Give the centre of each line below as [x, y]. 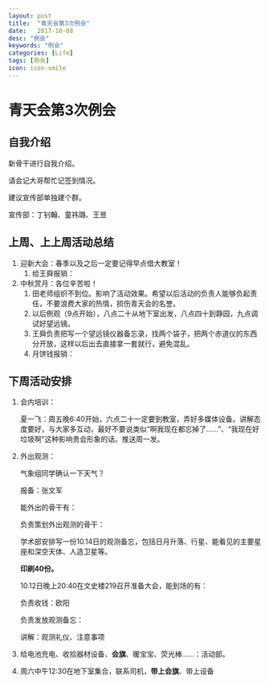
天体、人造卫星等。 [80, 552]
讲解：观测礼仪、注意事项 [62, 637]
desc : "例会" [29, 38]
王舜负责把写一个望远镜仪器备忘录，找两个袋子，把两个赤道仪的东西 [145, 333]
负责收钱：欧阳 [45, 603]
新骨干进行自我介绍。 [43, 163]
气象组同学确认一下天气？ [62, 473]
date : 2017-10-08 [41, 31]
